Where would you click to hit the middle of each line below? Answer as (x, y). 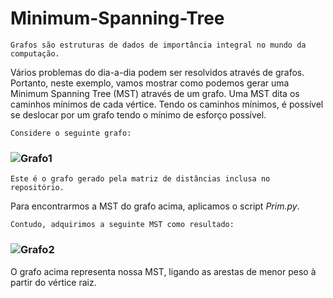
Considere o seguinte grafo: (71, 133)
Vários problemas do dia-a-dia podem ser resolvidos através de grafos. (157, 72)
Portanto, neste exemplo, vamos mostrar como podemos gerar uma (150, 83)
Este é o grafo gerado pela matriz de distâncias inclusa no (140, 179)
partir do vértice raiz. (53, 282)
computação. (35, 53)
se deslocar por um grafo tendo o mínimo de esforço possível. (138, 114)
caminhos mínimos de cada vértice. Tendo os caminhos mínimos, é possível (167, 104)
